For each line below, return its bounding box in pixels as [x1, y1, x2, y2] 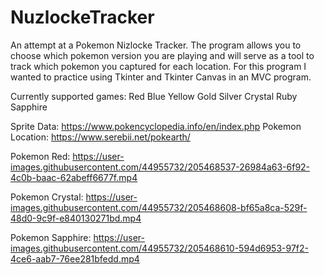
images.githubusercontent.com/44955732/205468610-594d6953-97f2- [10, 242, 309, 254]
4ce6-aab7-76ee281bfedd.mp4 [10, 252, 140, 265]
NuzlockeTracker [10, 6, 155, 29]
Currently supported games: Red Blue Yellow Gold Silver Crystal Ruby [10, 90, 298, 102]
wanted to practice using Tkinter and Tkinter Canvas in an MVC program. [10, 71, 312, 83]
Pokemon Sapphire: [10, 231, 92, 243]
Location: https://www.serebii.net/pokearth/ [10, 131, 191, 143]
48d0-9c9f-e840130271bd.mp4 [10, 212, 142, 224]
